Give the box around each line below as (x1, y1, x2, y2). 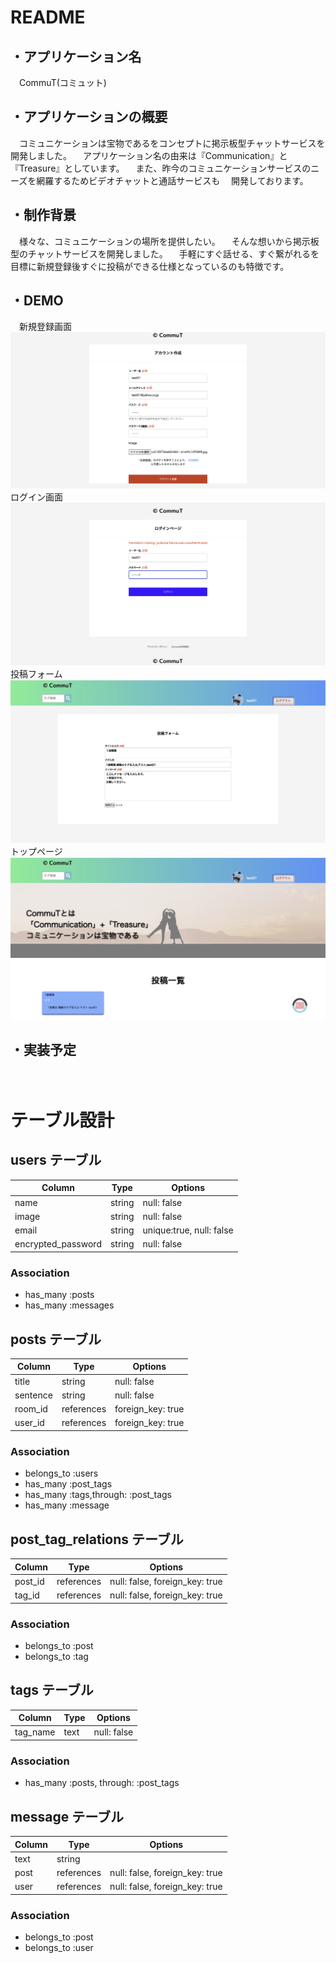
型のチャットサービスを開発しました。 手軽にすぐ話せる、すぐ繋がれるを (10, 247, 320, 260)
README (10, 6, 86, 29)
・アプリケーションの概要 (10, 109, 168, 126)
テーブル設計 (10, 1109, 115, 1132)
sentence (14, 1389, 53, 1401)
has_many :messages (24, 1299, 115, 1311)
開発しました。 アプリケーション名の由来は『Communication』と (10, 149, 288, 161)
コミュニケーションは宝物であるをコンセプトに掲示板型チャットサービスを (18, 137, 326, 149)
